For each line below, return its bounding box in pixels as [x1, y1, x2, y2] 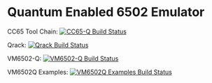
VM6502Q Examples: [7, 68, 69, 76]
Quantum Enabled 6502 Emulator [7, 4, 205, 20]
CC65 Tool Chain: [7, 27, 58, 36]
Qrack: [7, 40, 27, 49]
